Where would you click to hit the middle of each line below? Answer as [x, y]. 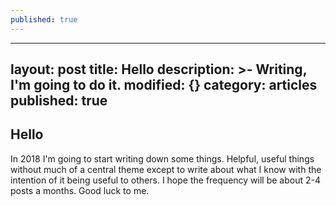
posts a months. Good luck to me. [80, 190]
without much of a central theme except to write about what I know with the [166, 169]
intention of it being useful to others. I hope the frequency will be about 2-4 [165, 180]
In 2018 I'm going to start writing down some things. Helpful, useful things [162, 158]
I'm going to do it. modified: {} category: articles [164, 85]
